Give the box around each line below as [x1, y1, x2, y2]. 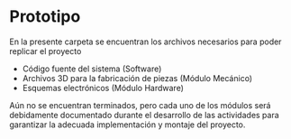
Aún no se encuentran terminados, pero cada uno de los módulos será [9, 99, 271, 110]
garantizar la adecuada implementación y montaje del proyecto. [9, 119, 246, 130]
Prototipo [9, 6, 81, 27]
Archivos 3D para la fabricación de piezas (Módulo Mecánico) [22, 72, 253, 83]
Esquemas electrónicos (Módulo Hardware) [22, 82, 185, 93]
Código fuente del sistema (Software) [22, 63, 162, 74]
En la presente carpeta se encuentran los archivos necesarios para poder [9, 36, 282, 47]
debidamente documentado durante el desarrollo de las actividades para [9, 109, 279, 120]
